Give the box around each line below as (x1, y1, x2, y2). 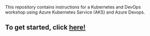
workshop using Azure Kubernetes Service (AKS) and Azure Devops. (5, 9, 146, 15)
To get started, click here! (5, 23, 86, 32)
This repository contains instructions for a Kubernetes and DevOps (5, 4, 141, 10)
